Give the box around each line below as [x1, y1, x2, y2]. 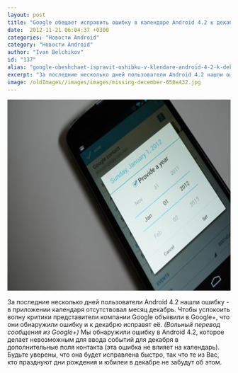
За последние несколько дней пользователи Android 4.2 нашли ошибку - [7, 297, 229, 306]
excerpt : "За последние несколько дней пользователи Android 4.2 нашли [7, 71, 223, 78]
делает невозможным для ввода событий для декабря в [7, 335, 179, 343]
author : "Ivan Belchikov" [7, 49, 84, 56]
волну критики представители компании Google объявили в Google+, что [7, 312, 230, 321]
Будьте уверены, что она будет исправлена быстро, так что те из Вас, [7, 350, 220, 359]
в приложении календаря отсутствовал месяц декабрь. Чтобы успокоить [7, 305, 230, 314]
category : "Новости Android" [7, 41, 93, 49]
